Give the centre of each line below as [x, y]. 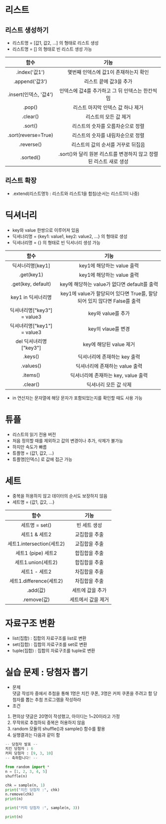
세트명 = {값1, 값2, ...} [33, 502]
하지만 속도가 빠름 [29, 446]
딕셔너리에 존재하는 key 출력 [109, 357]
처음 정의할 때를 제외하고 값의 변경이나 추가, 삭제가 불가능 [68, 441]
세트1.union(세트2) [36, 562]
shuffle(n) [16, 776]
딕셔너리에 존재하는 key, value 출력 [109, 375]
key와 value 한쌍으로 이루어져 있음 [46, 230]
